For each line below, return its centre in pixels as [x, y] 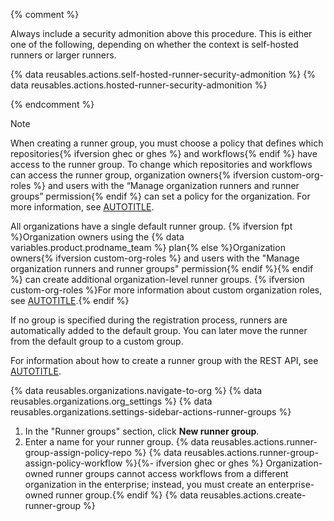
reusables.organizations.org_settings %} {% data [111, 401]
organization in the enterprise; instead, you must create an [145, 484]
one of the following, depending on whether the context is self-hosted [154, 44]
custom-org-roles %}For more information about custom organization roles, [166, 290]
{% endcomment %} [52, 104]
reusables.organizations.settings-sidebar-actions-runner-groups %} [151, 412]
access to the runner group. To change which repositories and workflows [161, 164]
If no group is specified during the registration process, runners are [149, 320]
